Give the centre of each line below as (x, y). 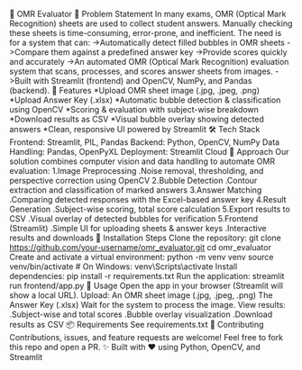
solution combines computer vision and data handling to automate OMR (142, 161)
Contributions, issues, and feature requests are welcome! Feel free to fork (146, 337)
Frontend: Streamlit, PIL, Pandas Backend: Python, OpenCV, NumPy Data (145, 142)
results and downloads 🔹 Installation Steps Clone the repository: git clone (145, 238)
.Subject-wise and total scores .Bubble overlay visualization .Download (141, 314)
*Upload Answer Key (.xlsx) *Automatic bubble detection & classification (145, 100)
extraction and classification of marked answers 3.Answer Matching (136, 190)
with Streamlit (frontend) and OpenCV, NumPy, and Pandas (142, 81)
